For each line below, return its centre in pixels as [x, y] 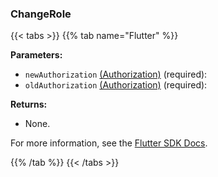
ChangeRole [41, 14]
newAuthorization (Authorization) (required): [116, 74]
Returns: [29, 104]
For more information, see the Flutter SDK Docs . [109, 143]
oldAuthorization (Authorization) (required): [116, 85]
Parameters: [36, 55]
